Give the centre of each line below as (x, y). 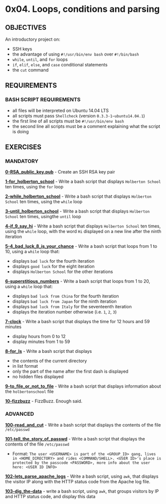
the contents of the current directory (50, 361)
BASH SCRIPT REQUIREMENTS (43, 100)
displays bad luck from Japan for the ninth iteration (64, 301)
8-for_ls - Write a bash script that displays (49, 351)
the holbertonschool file (29, 392)
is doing (20, 131)
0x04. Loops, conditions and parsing (83, 9)
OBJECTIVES (26, 28)
